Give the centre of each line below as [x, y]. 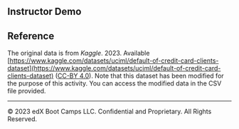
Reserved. [22, 119]
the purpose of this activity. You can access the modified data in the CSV [115, 83]
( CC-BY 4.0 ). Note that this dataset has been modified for [139, 76]
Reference [31, 36]
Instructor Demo [44, 12]
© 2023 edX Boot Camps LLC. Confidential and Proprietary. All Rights [110, 112]
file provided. [27, 91]
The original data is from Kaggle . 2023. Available [79, 53]
